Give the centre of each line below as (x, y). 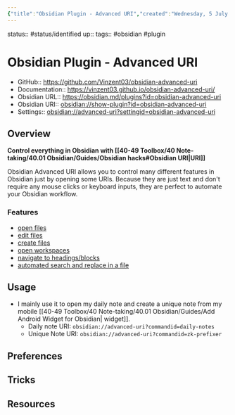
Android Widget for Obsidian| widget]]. (74, 319)
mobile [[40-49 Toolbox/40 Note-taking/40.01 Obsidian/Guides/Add (116, 312)
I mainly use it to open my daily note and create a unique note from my (120, 304)
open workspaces (44, 250)
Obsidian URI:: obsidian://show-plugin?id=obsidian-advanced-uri (112, 104)
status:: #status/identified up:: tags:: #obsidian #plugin (87, 34)
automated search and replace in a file (73, 265)
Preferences (35, 356)
